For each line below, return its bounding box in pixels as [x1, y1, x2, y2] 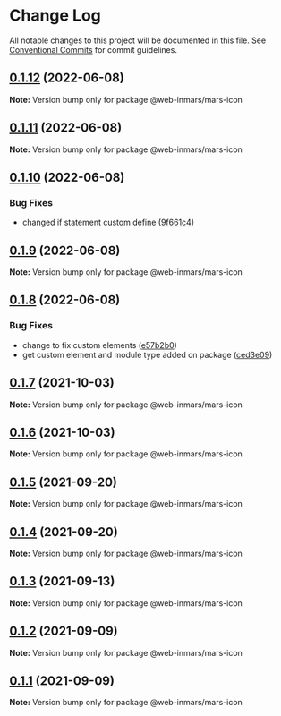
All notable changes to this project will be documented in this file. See [9, 35, 267, 46]
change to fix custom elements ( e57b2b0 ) [21, 339, 177, 350]
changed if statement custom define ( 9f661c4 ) [21, 217, 195, 228]
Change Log [9, 5, 101, 26]
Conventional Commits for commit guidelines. [9, 44, 177, 55]
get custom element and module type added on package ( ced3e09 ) [21, 349, 273, 360]
